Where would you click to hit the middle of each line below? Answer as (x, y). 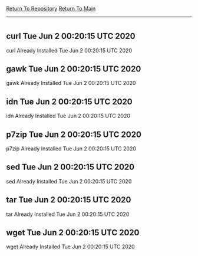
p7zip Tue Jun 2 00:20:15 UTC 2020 (74, 134)
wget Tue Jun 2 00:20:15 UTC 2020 (73, 233)
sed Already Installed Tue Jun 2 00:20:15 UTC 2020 (69, 181)
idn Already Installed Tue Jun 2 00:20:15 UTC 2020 (68, 116)
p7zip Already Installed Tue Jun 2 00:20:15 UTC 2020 (71, 149)
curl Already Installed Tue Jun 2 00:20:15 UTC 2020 (69, 50)
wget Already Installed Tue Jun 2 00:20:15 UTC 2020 (70, 247)
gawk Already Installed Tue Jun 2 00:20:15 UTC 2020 (71, 83)
